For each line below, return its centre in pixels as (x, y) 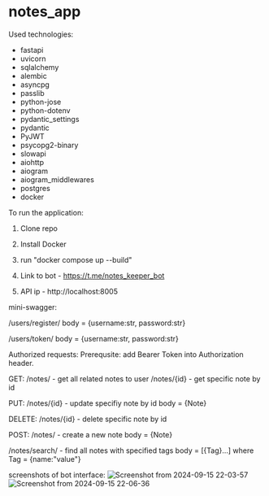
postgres (35, 188)
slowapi (33, 154)
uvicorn (33, 59)
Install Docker (43, 244)
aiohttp (32, 162)
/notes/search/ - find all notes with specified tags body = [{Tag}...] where (131, 450)
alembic (33, 76)
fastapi (32, 50)
